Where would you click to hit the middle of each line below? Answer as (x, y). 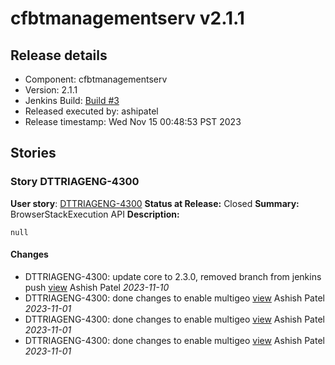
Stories (33, 153)
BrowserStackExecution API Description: (95, 214)
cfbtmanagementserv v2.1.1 (127, 18)
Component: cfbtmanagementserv (96, 79)
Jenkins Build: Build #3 (72, 100)
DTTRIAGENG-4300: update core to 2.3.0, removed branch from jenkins (173, 276)
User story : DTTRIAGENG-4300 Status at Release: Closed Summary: (155, 203)
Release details (59, 55)
